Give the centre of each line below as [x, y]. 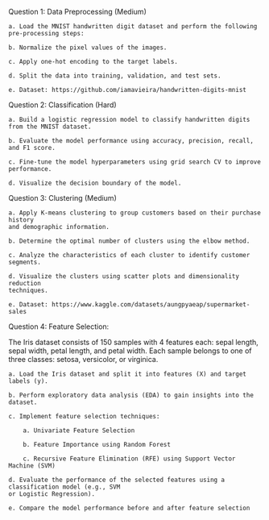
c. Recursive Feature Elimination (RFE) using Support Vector [129, 459]
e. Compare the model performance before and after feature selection [129, 508]
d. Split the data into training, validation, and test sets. [115, 76]
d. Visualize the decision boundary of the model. [95, 183]
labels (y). [28, 381]
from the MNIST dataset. [50, 127]
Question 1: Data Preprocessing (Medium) [77, 12]
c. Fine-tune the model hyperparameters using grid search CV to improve [135, 162]
